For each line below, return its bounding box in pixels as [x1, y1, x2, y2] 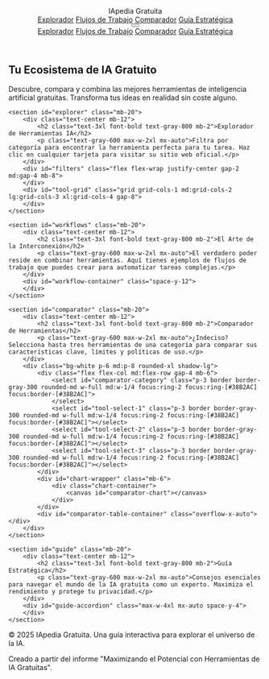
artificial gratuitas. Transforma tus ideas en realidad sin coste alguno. [8, 93, 238, 102]
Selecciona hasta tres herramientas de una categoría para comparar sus [8, 341, 258, 350]
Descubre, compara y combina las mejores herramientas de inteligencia [8, 85, 247, 94]
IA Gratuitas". [8, 663, 52, 673]
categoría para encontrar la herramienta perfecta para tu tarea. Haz [8, 143, 250, 152]
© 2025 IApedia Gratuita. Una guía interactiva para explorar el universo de [8, 630, 255, 640]
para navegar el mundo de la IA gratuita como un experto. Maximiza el [8, 581, 254, 589]
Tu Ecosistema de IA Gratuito [8, 63, 157, 77]
